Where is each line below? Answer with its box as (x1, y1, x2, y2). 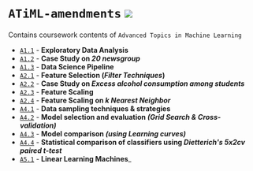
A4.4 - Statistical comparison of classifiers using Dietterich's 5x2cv (19, 137, 246, 147)
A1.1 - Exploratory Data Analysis (19, 45, 128, 54)
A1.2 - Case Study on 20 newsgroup (19, 54, 140, 63)
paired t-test (19, 146, 62, 155)
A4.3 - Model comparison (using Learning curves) (19, 128, 187, 138)
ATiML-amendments (8, 6, 122, 21)
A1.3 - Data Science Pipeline (19, 61, 114, 71)
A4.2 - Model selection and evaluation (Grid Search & (19, 112, 197, 121)
